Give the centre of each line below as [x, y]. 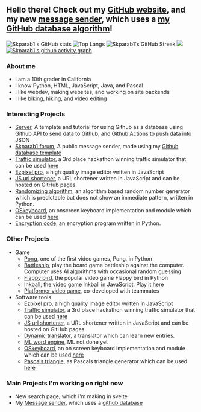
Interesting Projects [36, 114]
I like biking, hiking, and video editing [61, 98]
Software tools [33, 297]
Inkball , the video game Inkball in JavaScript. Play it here [94, 284]
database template [38, 153]
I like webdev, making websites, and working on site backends [92, 92]
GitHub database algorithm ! [59, 29]
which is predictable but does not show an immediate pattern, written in [104, 198]
